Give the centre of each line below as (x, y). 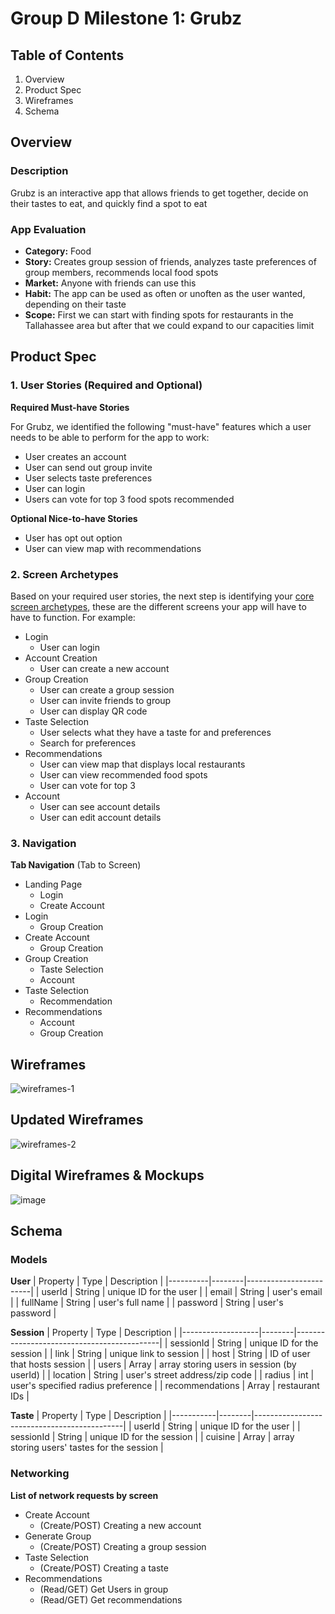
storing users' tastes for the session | (87, 1448)
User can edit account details (100, 817)
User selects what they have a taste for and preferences (155, 732)
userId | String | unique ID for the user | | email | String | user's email (182, 1292)
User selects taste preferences (88, 478)
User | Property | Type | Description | (87, 1281)
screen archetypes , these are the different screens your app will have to (158, 606)
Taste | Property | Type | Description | (88, 1416)
